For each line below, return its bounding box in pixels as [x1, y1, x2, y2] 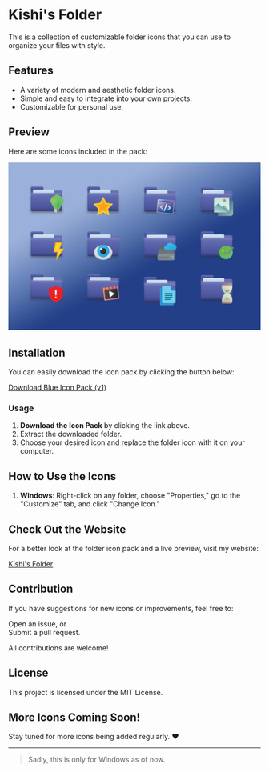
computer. [19, 446, 54, 456]
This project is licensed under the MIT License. [8, 687, 163, 697]
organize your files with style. [8, 40, 106, 50]
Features [8, 64, 54, 78]
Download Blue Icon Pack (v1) [8, 382, 106, 393]
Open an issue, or [8, 618, 66, 629]
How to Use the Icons [8, 470, 117, 483]
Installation [8, 346, 66, 359]
